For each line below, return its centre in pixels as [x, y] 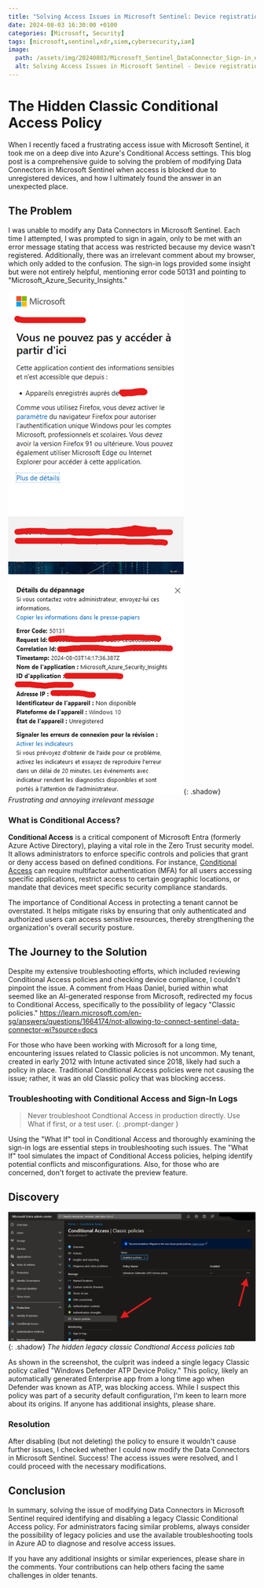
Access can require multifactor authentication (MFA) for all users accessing [130, 870]
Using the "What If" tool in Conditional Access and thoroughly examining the [132, 1139]
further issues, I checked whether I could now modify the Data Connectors [129, 1449]
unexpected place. [38, 186]
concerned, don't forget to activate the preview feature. [98, 1173]
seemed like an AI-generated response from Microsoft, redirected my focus [130, 996]
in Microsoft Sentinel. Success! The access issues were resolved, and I [123, 1458]
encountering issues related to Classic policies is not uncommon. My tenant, [132, 1053]
